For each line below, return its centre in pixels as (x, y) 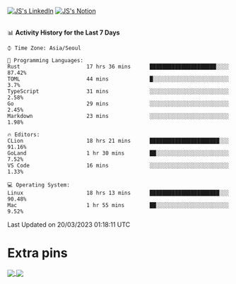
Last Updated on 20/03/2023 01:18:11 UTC (69, 225)
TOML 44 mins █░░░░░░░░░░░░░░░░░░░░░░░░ (118, 79)
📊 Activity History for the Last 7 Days (64, 32)
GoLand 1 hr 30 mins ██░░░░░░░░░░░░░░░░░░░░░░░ (118, 153)
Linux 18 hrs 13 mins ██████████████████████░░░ (118, 193)
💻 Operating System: (39, 185)
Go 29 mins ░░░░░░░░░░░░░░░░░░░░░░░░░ (118, 104)
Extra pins (38, 253)
